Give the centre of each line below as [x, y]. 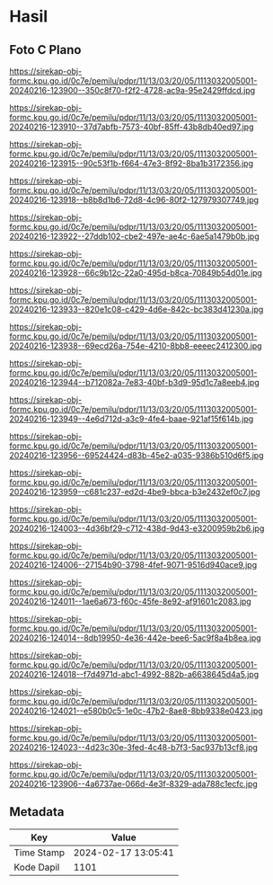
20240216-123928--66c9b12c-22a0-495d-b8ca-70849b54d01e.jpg [136, 273]
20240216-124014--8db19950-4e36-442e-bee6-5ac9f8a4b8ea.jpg [136, 638]
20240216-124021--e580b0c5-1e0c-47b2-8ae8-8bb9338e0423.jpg [136, 711]
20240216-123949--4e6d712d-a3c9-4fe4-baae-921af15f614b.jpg [132, 419]
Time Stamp [40, 853]
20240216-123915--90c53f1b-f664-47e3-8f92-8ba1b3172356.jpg [132, 163]
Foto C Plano [45, 50]
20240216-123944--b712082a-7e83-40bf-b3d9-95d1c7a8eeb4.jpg [135, 382]
